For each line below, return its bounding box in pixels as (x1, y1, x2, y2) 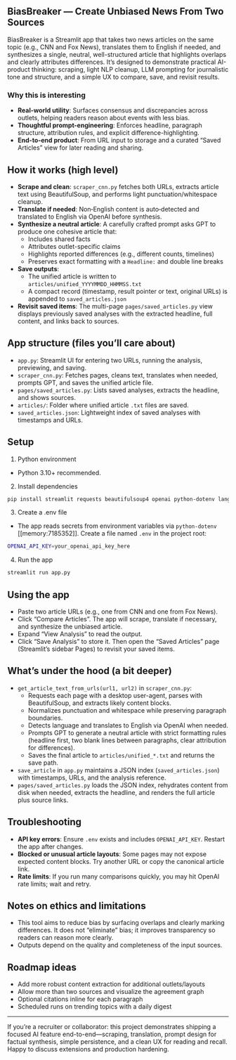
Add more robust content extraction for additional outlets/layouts (17, 980, 206, 988)
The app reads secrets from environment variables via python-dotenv (17, 522, 217, 530)
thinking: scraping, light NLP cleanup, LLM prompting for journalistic (31, 65, 229, 73)
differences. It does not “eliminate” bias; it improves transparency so (17, 926, 216, 934)
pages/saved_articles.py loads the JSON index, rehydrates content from (17, 780, 228, 789)
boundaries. (27, 713, 63, 722)
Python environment (17, 455, 77, 463)
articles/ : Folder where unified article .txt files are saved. (17, 401, 190, 409)
